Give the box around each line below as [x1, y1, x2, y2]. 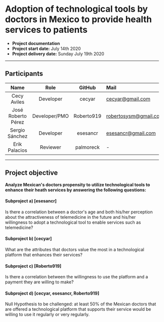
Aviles [10, 98, 24, 105]
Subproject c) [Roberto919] [5, 263, 62, 269]
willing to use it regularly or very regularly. [5, 312, 90, 318]
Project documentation [12, 40, 60, 46]
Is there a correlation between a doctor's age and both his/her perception [5, 209, 153, 215]
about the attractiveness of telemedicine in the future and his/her [5, 214, 136, 220]
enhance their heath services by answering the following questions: [5, 187, 146, 193]
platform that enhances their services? [5, 252, 83, 257]
